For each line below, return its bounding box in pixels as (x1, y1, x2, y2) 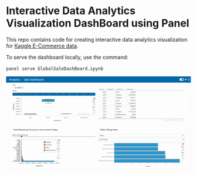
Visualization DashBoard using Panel (6, 16, 189, 30)
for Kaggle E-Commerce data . (6, 42, 79, 49)
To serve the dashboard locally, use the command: (6, 53, 128, 60)
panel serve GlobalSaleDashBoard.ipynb (6, 66, 104, 72)
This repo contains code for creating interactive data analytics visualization (6, 36, 188, 43)
